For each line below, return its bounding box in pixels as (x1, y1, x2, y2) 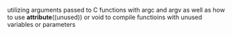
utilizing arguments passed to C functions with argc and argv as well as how (7, 6, 226, 14)
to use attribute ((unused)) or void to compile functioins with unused (7, 13, 203, 21)
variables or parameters (7, 21, 76, 28)
